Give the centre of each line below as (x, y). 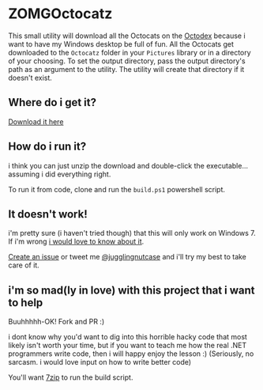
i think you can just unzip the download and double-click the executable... (128, 165)
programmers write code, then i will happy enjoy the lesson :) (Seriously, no (131, 354)
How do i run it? (47, 147)
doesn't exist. (30, 78)
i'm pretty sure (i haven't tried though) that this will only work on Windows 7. (132, 233)
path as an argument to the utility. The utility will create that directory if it (126, 69)
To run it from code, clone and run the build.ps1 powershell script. (117, 189)
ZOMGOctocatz (60, 14)
